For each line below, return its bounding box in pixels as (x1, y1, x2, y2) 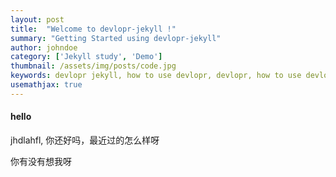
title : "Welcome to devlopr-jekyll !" (10, 24, 177, 34)
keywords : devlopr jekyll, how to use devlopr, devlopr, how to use (10, 71, 302, 81)
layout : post (10, 14, 65, 25)
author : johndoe (10, 42, 78, 53)
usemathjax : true (10, 80, 83, 90)
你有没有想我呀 (10, 155, 72, 167)
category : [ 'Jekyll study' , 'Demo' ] (10, 52, 163, 62)
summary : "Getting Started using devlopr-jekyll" (10, 33, 222, 43)
